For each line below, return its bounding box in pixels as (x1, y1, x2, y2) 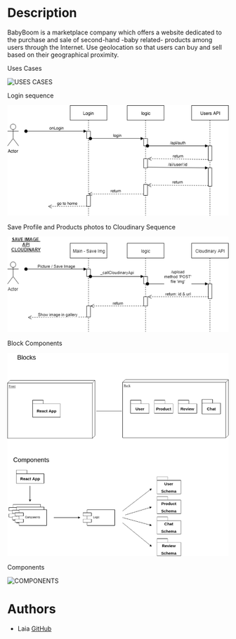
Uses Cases (7, 64, 42, 72)
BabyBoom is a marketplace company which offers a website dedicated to (7, 28, 223, 36)
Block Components (7, 339, 63, 347)
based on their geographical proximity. (7, 51, 119, 59)
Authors (7, 601, 56, 617)
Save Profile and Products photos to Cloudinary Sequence (7, 223, 176, 231)
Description (7, 5, 77, 21)
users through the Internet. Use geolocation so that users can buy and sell (7, 43, 223, 51)
